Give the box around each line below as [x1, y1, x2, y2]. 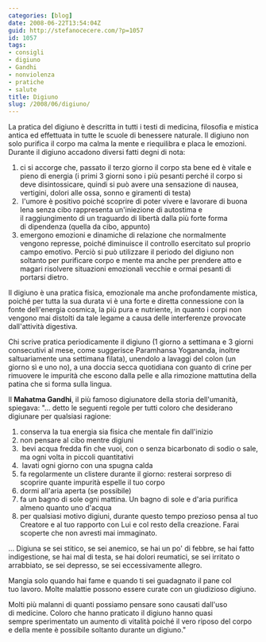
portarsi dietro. [19, 273, 69, 282]
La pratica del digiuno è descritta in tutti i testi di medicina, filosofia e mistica [8, 122, 259, 132]
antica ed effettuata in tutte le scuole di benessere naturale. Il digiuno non [8, 130, 249, 140]
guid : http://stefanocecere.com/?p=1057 [8, 26, 145, 34]
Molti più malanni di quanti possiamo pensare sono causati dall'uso [8, 600, 228, 609]
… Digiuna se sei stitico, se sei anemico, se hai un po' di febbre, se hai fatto [8, 543, 255, 553]
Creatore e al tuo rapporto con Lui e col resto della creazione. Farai [19, 520, 240, 529]
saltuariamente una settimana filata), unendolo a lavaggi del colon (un [8, 354, 237, 364]
